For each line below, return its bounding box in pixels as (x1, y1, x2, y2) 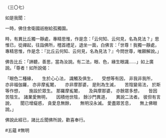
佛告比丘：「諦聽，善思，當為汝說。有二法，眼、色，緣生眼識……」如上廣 (5, 59, 154, 64)
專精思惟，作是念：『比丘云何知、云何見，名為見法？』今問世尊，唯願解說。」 (5, 48, 162, 54)
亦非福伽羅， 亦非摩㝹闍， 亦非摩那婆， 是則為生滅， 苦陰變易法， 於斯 (5, 82, 161, 88)
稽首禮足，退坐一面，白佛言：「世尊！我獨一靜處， (56, 42, 160, 48)
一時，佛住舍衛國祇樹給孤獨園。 (5, 25, 70, 31)
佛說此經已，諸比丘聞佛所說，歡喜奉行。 (5, 117, 88, 123)
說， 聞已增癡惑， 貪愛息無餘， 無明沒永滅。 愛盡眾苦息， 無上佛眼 (5, 100, 158, 106)
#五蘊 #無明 (5, 128, 30, 133)
